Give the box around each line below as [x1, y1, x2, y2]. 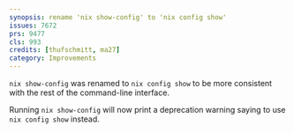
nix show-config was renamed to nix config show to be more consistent [9, 78, 272, 88]
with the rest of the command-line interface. [9, 87, 170, 98]
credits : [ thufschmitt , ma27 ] [9, 46, 121, 55]
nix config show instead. [9, 114, 100, 124]
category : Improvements [9, 54, 97, 63]
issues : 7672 [9, 21, 57, 30]
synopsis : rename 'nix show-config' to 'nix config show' [9, 12, 227, 22]
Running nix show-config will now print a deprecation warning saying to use [9, 105, 286, 115]
